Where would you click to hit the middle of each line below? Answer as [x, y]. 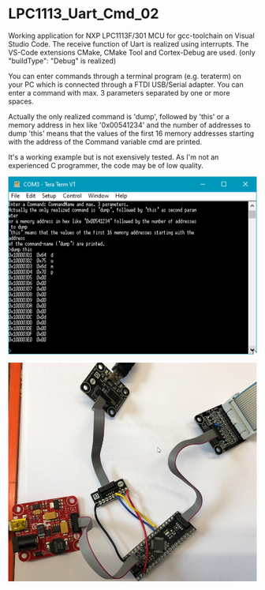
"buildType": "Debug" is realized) [62, 61]
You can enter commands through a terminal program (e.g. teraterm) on [125, 76]
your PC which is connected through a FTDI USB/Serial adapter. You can [126, 85]
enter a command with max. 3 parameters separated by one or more [119, 92]
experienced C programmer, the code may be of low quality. [106, 165]
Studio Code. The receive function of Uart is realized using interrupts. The [129, 43]
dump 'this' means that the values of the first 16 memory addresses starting [131, 133]
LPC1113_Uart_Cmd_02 [84, 14]
